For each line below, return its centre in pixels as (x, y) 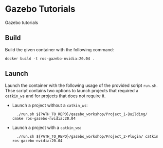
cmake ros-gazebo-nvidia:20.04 (44, 118)
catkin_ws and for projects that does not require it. (55, 96)
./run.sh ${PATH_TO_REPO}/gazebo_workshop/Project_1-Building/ (82, 114)
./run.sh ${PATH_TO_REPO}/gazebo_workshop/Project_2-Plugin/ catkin (88, 136)
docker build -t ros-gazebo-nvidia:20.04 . (50, 59)
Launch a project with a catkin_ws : (47, 127)
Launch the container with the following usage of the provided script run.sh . (81, 85)
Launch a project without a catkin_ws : (50, 105)
